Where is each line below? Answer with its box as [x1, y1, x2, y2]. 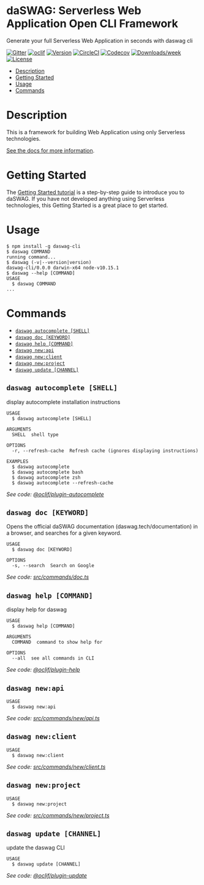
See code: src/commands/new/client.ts [6, 763, 106, 770]
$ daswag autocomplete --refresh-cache [12, 480, 114, 486]
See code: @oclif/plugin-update [6, 872, 88, 879]
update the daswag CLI [6, 844, 66, 851]
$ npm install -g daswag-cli [6, 243, 81, 249]
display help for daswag [6, 606, 67, 613]
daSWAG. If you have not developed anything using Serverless [6, 195, 165, 202]
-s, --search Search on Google [12, 563, 95, 569]
